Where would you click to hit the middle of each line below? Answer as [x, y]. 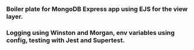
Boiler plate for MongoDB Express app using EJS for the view [97, 9]
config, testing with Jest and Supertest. [66, 40]
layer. [15, 16]
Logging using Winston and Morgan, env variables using [90, 33]
